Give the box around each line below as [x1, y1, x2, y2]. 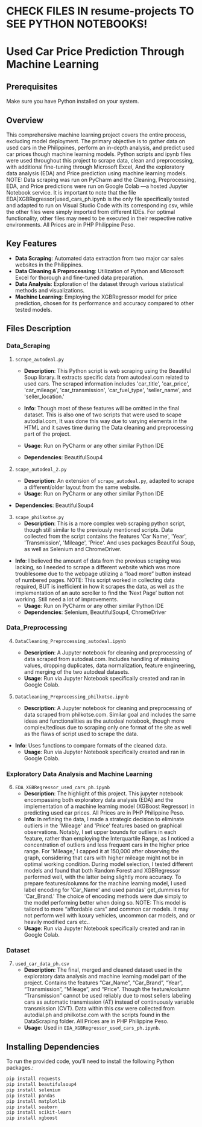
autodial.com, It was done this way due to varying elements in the [24, 417, 188, 424]
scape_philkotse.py [14, 514, 65, 520]
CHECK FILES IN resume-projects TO [6, 4, 194, 18]
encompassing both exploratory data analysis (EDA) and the [24, 796, 174, 804]
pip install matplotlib [6, 1098, 66, 1104]
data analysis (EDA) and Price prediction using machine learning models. [6, 170, 187, 176]
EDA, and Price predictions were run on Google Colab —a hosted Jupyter [6, 182, 188, 190]
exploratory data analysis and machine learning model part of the [24, 973, 187, 980]
